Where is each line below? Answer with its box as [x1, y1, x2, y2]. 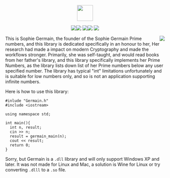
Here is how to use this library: [5, 89, 69, 94]
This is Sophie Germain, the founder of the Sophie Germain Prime [5, 35, 142, 42]
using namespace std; [5, 112, 51, 117]
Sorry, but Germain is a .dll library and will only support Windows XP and [5, 156, 160, 162]
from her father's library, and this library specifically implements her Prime [5, 57, 160, 63]
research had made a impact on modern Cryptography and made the [5, 46, 149, 52]
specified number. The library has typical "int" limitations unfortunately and [5, 68, 162, 74]
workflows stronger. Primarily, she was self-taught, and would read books [5, 52, 159, 58]
